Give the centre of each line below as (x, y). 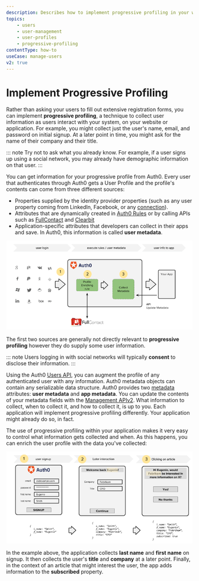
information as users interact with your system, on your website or (87, 122)
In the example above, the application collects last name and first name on (98, 553)
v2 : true (17, 62)
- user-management (39, 31)
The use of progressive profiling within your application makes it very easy (97, 430)
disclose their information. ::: (41, 363)
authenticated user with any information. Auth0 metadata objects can (91, 381)
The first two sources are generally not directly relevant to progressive (93, 339)
